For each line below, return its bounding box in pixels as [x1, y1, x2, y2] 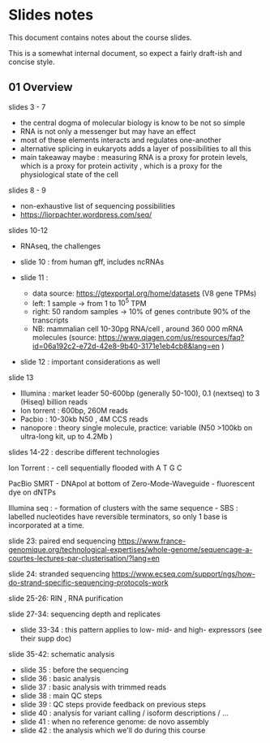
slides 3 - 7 [8, 102, 46, 111]
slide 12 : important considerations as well [19, 357, 161, 367]
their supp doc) [19, 633, 72, 643]
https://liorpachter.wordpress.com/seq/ [19, 210, 152, 219]
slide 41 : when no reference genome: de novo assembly [19, 717, 209, 727]
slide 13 [8, 373, 34, 382]
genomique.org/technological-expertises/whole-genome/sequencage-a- [8, 545, 253, 555]
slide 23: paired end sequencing [8, 536, 116, 546]
